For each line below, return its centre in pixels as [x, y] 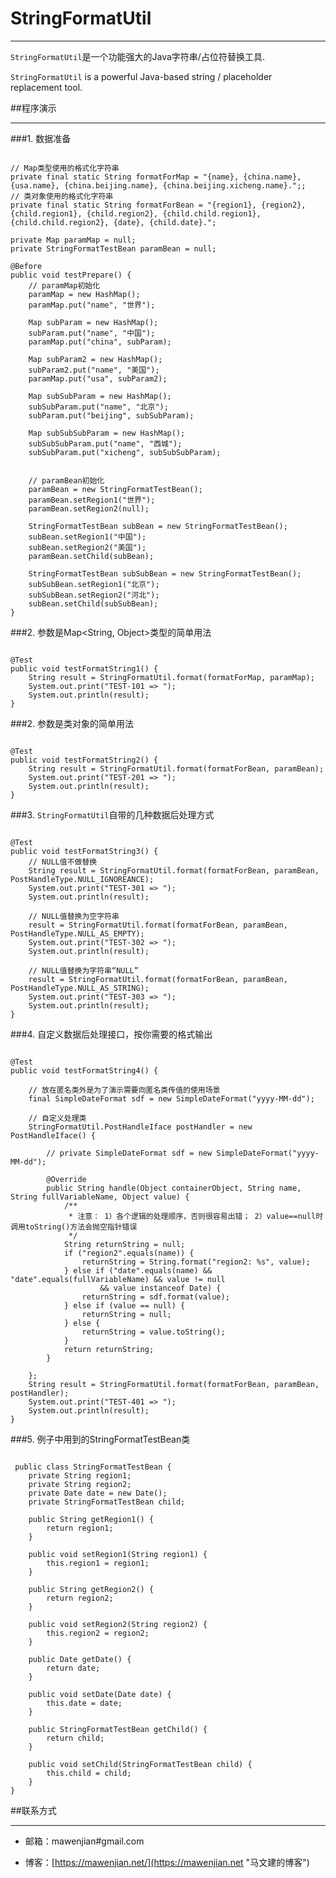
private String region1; [80, 1475]
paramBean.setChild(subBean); [91, 556]
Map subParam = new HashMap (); [93, 322]
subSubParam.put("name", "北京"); [98, 407]
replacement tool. [46, 87]
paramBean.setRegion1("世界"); [92, 500]
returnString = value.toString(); [153, 1332]
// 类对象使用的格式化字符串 [62, 196]
